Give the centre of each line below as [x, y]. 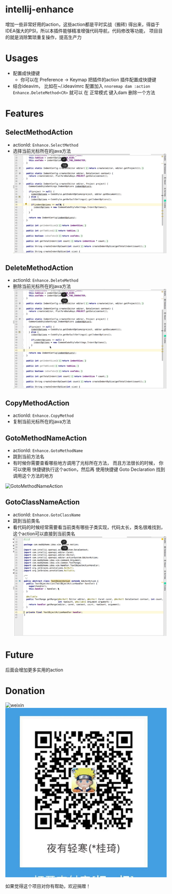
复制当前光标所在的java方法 [42, 422]
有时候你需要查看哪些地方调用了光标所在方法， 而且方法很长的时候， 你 [88, 463]
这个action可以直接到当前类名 [44, 534]
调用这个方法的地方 [33, 476]
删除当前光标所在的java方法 [42, 286]
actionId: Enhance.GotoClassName [47, 515]
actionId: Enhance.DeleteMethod [45, 280]
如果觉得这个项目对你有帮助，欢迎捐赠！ [48, 886]
